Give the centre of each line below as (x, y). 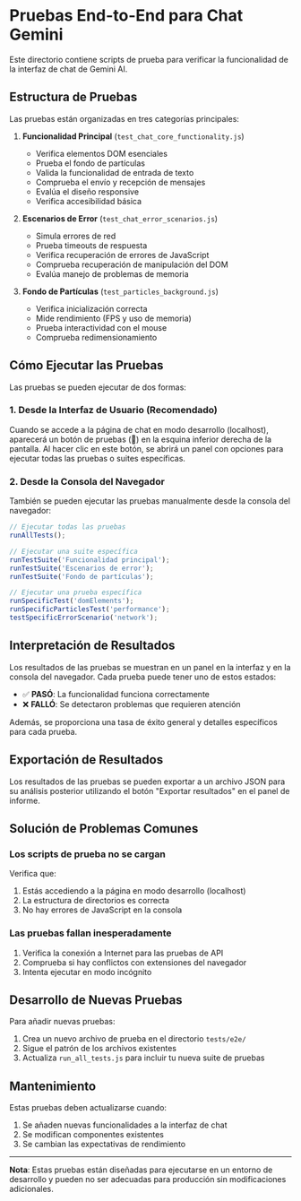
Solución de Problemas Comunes (104, 829)
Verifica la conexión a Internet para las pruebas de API (123, 953)
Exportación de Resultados (86, 760)
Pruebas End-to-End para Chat (126, 16)
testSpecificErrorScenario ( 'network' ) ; (84, 618)
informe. (25, 800)
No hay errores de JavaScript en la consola (102, 910)
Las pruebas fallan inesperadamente (90, 933)
